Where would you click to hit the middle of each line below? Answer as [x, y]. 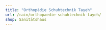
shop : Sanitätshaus [26, 19]
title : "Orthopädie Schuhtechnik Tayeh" [49, 10]
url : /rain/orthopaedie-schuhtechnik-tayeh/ [53, 15]
